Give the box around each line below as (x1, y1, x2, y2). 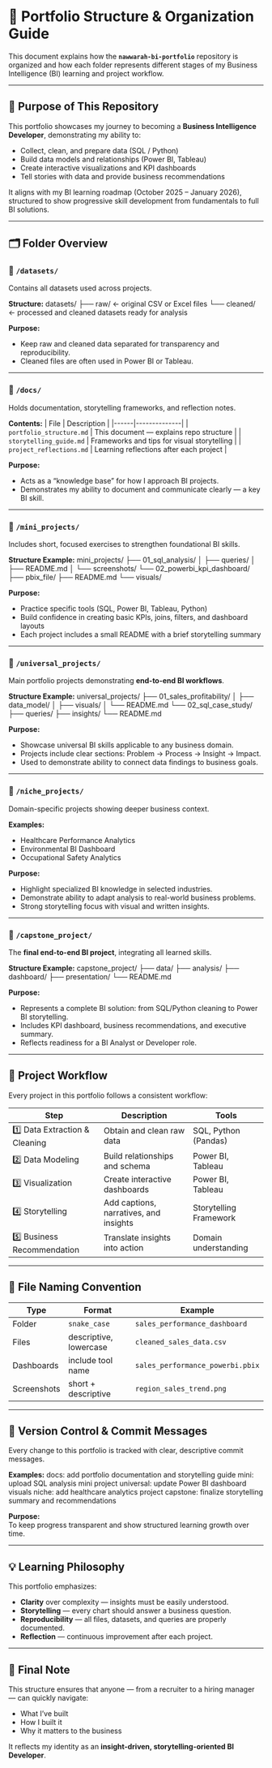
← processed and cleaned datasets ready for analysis (8, 308, 188, 317)
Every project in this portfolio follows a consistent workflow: (8, 1090, 208, 1100)
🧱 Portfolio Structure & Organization (8, 7, 255, 26)
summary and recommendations (8, 1496, 117, 1506)
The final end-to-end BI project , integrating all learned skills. (8, 947, 212, 957)
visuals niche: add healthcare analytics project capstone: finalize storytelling (8, 1487, 264, 1497)
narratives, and (104, 1207, 161, 1218)
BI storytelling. (19, 1012, 69, 1022)
